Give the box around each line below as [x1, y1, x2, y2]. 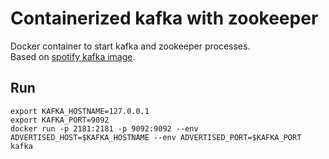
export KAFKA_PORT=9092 [10, 115, 110, 125]
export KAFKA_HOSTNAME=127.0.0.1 [10, 106, 150, 116]
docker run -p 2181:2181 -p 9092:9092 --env [10, 123, 199, 134]
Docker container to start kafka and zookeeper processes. [10, 40, 251, 52]
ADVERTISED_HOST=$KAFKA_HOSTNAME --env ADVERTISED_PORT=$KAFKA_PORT [10, 132, 302, 142]
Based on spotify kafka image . [10, 50, 136, 62]
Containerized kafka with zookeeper [10, 7, 319, 30]
